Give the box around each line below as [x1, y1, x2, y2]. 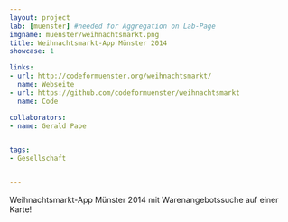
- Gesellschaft [9, 154, 67, 163]
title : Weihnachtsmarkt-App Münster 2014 [9, 38, 168, 48]
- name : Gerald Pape [9, 121, 88, 131]
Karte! [9, 204, 33, 215]
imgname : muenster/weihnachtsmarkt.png [9, 30, 160, 39]
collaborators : [9, 113, 67, 122]
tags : [9, 145, 30, 154]
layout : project [9, 13, 70, 23]
